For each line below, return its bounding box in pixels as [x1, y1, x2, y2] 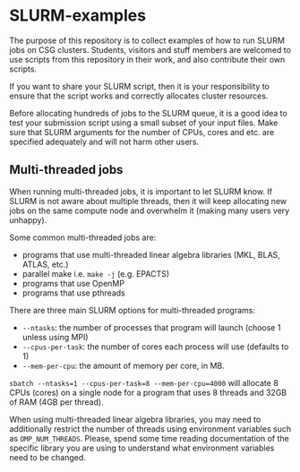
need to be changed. [9, 451, 87, 462]
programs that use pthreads [21, 287, 125, 298]
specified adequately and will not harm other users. [9, 136, 200, 147]
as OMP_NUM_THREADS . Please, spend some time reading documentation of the [9, 433, 289, 443]
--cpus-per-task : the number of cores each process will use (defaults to [21, 341, 289, 352]
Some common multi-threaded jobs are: [9, 232, 157, 243]
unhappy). [9, 214, 47, 225]
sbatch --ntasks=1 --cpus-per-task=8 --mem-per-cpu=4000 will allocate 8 [9, 377, 279, 388]
